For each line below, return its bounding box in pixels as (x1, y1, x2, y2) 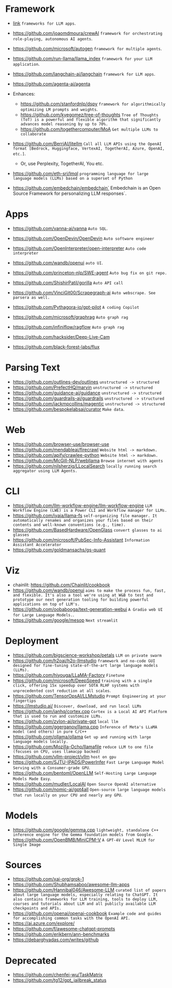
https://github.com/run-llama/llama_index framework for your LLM (12, 55, 152, 62)
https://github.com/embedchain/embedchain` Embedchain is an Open (12, 184, 161, 191)
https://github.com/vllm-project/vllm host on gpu (12, 753, 117, 759)
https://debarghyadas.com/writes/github (12, 937, 99, 943)
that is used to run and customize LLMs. (12, 714, 103, 719)
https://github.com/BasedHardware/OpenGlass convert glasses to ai (12, 527, 162, 533)
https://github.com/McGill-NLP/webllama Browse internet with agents (12, 457, 163, 463)
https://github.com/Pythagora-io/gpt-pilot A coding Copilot (12, 304, 140, 310)
